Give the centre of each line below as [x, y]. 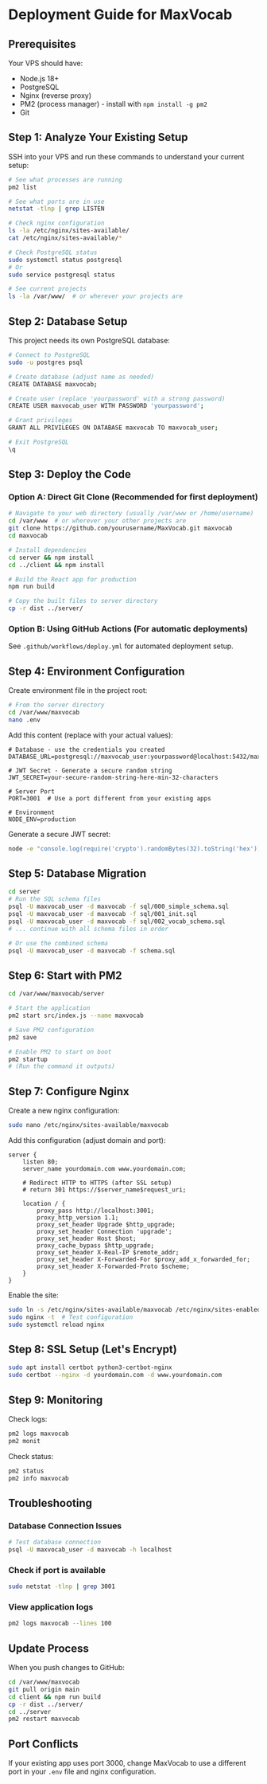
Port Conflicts [43, 1744]
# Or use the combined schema [58, 943]
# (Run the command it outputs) [62, 1066]
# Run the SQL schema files [55, 899]
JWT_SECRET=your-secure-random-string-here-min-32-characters [113, 777]
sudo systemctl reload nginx [56, 1324]
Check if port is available [57, 1570]
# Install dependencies [48, 550]
